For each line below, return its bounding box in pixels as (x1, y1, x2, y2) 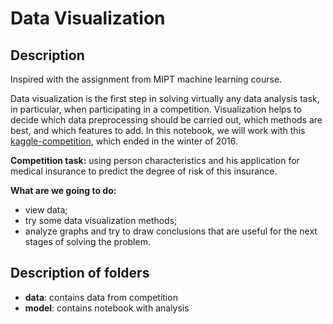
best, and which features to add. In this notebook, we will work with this (10, 125, 306, 136)
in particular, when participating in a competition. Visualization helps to (10, 103, 302, 115)
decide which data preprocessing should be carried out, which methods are (10, 114, 323, 126)
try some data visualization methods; (24, 215, 178, 226)
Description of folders (10, 265, 150, 282)
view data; (24, 204, 68, 216)
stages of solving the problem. (24, 236, 151, 247)
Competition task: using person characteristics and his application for (10, 155, 300, 166)
